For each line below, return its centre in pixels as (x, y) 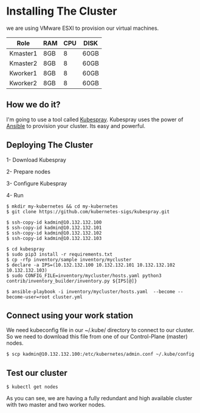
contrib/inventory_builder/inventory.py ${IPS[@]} (72, 281)
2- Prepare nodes (28, 171)
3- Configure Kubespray (37, 183)
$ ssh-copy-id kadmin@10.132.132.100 (54, 222)
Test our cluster (37, 373)
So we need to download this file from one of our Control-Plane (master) (97, 337)
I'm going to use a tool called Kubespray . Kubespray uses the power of (95, 119)
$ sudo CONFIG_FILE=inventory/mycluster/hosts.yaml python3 (84, 275)
